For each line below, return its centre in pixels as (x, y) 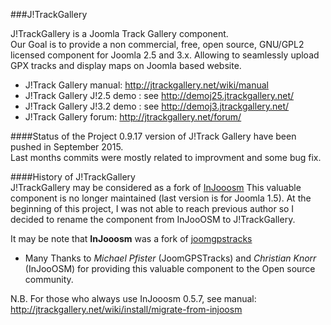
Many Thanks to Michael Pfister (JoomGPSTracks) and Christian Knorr (170, 258)
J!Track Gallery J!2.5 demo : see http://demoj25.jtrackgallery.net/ (159, 95)
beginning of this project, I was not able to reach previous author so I (152, 208)
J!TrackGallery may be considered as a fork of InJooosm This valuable (156, 187)
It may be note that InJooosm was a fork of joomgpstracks (131, 238)
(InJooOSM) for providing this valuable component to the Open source (170, 268)
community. (49, 279)
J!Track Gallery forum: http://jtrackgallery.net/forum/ (133, 117)
